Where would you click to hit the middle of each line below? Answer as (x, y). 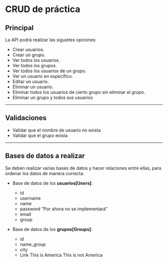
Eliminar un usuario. (33, 87)
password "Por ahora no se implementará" (64, 209)
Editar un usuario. (30, 82)
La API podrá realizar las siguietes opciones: (51, 40)
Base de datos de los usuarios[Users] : (52, 183)
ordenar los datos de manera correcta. (45, 173)
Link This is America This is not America (61, 255)
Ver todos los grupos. (34, 65)
